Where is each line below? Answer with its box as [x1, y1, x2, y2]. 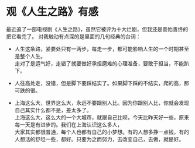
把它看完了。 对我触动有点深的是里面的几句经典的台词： [6, 33, 141, 40]
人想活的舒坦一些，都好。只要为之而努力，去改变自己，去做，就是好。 [14, 135, 184, 143]
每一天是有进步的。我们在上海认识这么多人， [14, 121, 123, 128]
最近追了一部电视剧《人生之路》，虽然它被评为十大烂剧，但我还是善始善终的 [6, 26, 189, 33]
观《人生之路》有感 [6, 5, 99, 19]
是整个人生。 [14, 52, 46, 59]
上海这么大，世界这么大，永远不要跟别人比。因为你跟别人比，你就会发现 [14, 99, 189, 106]
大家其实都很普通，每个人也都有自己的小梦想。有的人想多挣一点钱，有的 [14, 128, 189, 135]
